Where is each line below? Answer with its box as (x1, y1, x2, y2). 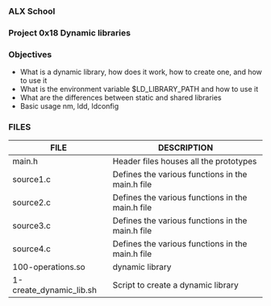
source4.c (12, 243, 51, 254)
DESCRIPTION (157, 143, 214, 154)
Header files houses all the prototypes (112, 155, 257, 167)
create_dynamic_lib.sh (12, 284, 97, 296)
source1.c (12, 174, 51, 185)
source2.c (12, 197, 51, 209)
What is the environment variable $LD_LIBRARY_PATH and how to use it (19, 85, 259, 94)
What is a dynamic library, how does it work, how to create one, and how (19, 67, 262, 77)
